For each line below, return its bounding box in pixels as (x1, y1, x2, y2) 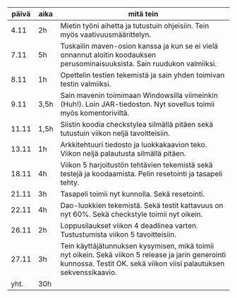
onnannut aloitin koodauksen (60, 50, 157, 59)
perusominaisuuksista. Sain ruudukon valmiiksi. (60, 59, 217, 68)
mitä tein (128, 9, 159, 18)
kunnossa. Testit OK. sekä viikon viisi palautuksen (60, 259, 225, 268)
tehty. (60, 178, 80, 187)
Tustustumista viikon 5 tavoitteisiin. (60, 230, 176, 239)
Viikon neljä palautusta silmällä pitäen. (60, 149, 186, 158)
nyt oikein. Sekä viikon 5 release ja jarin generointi (60, 250, 226, 259)
